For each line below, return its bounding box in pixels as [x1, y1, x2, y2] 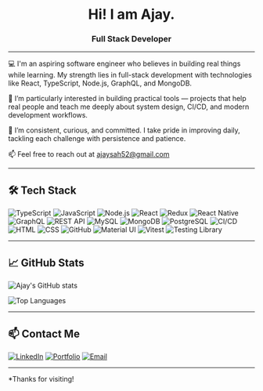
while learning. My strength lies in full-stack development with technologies [8, 71, 252, 80]
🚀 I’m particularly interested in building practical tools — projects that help [8, 94, 247, 103]
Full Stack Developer [91, 34, 172, 45]
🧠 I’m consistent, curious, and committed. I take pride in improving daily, [8, 125, 240, 135]
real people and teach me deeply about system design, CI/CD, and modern [8, 102, 250, 111]
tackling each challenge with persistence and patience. [8, 134, 186, 143]
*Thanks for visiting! [8, 374, 74, 383]
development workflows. [8, 110, 88, 120]
